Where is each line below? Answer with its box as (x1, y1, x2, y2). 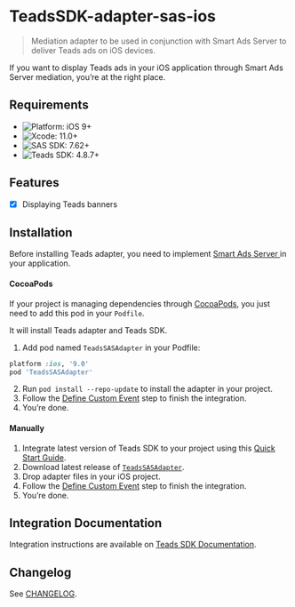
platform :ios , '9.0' (9, 359, 90, 368)
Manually (9, 422, 44, 433)
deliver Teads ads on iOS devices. (30, 44, 155, 55)
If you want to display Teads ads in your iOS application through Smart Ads (9, 62, 284, 73)
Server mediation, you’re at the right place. (9, 71, 166, 82)
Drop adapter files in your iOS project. (21, 471, 162, 482)
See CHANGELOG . (9, 588, 77, 599)
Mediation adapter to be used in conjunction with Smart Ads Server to (30, 36, 287, 46)
